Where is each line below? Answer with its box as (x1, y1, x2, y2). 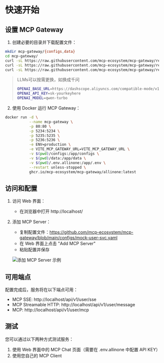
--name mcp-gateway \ (29, 119, 73, 124)
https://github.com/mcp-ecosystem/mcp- (49, 229, 134, 235)
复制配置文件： (19, 229, 50, 235)
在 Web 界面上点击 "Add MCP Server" (19, 241, 96, 247)
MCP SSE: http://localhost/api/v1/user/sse (12, 296, 97, 302)
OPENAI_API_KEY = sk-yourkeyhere (17, 91, 81, 96)
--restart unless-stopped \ (29, 165, 86, 170)
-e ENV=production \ (29, 142, 71, 147)
